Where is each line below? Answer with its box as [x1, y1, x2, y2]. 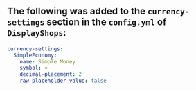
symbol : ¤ [19, 65, 48, 72]
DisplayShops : [7, 27, 66, 39]
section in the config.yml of [46, 17, 167, 28]
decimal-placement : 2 [19, 71, 82, 78]
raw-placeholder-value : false [19, 77, 107, 85]
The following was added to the [7, 6, 145, 17]
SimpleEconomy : [13, 52, 57, 59]
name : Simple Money [19, 58, 76, 65]
